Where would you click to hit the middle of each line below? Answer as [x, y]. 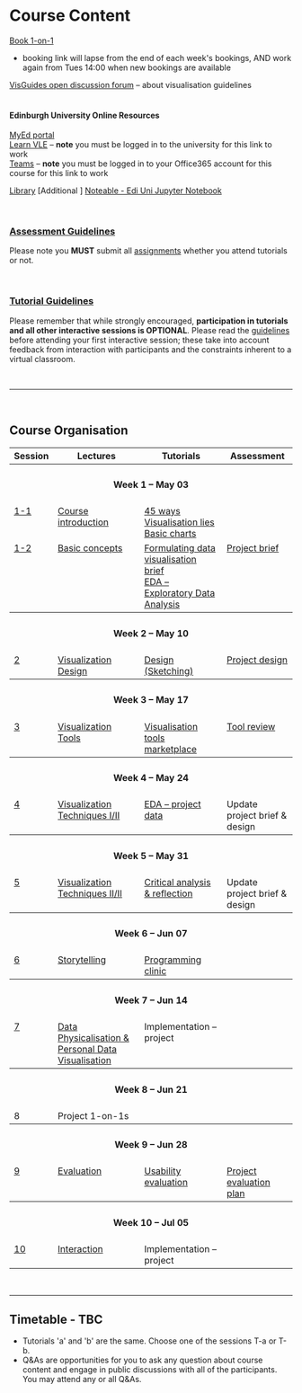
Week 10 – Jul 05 [151, 1222]
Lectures [97, 456]
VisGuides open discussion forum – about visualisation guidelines [130, 84]
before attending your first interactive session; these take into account [139, 340]
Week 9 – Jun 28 [151, 1145]
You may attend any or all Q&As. [82, 1379]
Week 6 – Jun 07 [151, 934]
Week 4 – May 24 [151, 777]
